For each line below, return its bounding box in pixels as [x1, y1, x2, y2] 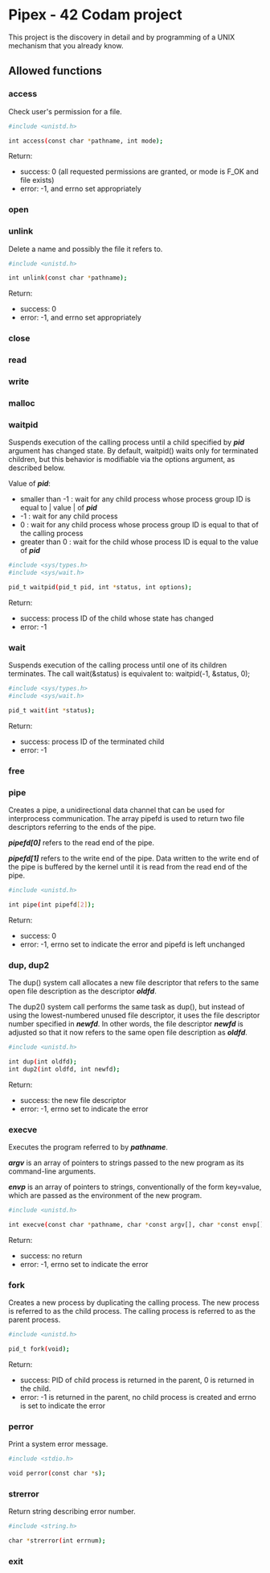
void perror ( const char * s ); [8, 1469, 106, 1478]
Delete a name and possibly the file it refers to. [8, 244, 163, 254]
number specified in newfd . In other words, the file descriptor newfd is [8, 1019, 243, 1029]
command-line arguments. [8, 1166, 96, 1176]
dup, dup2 [8, 960, 50, 971]
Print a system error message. [8, 1439, 108, 1449]
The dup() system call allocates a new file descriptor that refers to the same [8, 978, 260, 988]
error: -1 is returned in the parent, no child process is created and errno [19, 1392, 257, 1402]
